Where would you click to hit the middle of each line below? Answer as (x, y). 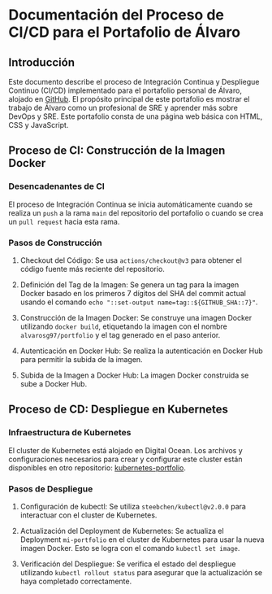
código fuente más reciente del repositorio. (92, 269)
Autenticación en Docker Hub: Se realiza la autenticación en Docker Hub (142, 351)
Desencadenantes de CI (57, 186)
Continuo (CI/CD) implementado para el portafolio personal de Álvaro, (125, 90)
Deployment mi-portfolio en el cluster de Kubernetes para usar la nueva (142, 539)
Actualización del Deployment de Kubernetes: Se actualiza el (122, 531)
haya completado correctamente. (76, 581)
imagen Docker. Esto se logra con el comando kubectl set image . (130, 548)
